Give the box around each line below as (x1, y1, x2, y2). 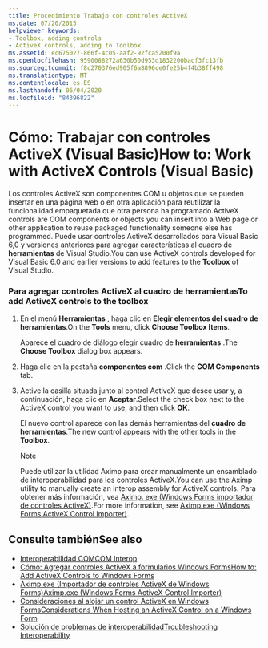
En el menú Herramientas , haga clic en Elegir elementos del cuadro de (19, 314, 258, 323)
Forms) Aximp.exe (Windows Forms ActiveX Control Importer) (19, 588, 222, 597)
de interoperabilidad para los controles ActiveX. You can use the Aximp (19, 475, 253, 485)
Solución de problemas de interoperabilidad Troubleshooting (19, 622, 218, 632)
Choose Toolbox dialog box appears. (19, 346, 143, 356)
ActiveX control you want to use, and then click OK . (19, 403, 190, 413)
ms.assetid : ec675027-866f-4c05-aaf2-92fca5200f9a (8, 49, 181, 57)
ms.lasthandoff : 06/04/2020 (8, 86, 102, 95)
